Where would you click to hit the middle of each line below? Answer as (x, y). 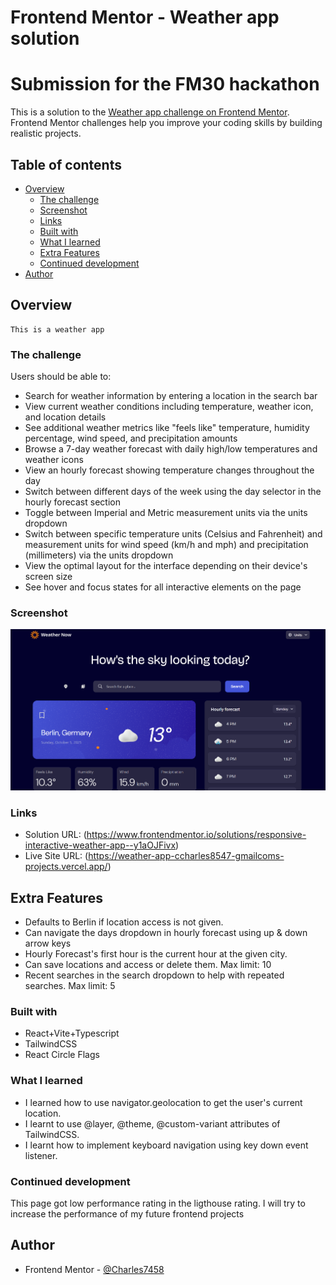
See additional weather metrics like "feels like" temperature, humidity (167, 428)
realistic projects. (46, 133)
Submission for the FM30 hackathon (165, 84)
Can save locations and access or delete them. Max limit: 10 (148, 965)
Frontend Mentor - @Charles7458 (94, 1269)
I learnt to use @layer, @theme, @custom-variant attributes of (152, 1123)
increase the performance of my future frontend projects (127, 1214)
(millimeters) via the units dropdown (99, 555)
